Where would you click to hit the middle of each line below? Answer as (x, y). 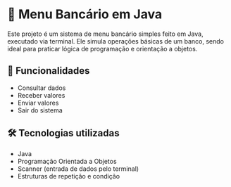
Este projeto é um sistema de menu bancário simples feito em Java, (105, 34)
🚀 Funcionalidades (49, 71)
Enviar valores (38, 103)
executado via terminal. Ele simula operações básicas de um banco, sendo (115, 41)
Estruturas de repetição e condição (69, 176)
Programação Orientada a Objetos (67, 161)
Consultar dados (42, 88)
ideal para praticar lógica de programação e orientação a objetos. (102, 49)
